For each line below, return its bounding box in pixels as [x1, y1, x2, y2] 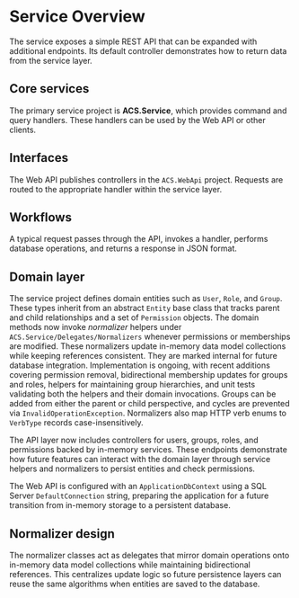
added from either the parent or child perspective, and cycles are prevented [9, 398, 290, 409]
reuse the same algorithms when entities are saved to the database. [9, 578, 260, 589]
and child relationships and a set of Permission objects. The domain [9, 312, 259, 323]
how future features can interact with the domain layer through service [9, 454, 271, 465]
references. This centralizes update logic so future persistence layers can [9, 569, 282, 579]
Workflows [9, 210, 72, 225]
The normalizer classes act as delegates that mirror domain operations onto [9, 550, 290, 560]
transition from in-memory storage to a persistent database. [9, 500, 231, 511]
